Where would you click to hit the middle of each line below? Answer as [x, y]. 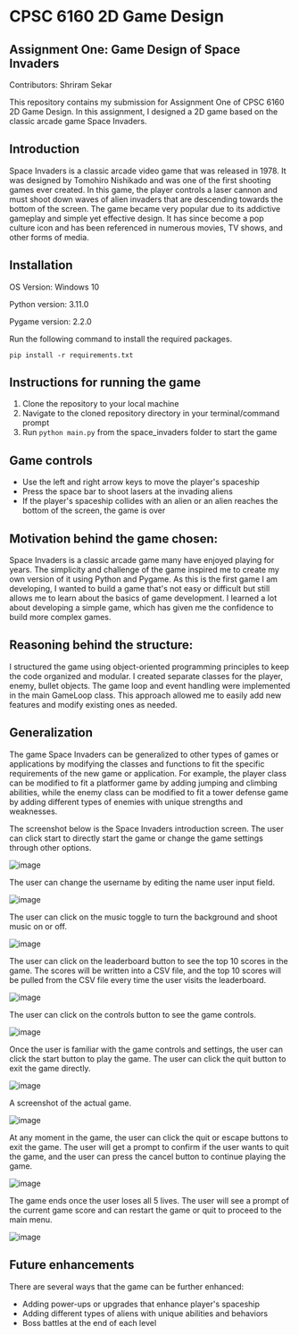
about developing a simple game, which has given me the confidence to [141, 608]
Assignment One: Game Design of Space [125, 50]
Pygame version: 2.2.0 [50, 321]
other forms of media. [49, 237]
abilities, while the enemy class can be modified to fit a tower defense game [149, 792]
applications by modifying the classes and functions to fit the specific [137, 764]
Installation [41, 265]
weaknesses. [33, 811]
